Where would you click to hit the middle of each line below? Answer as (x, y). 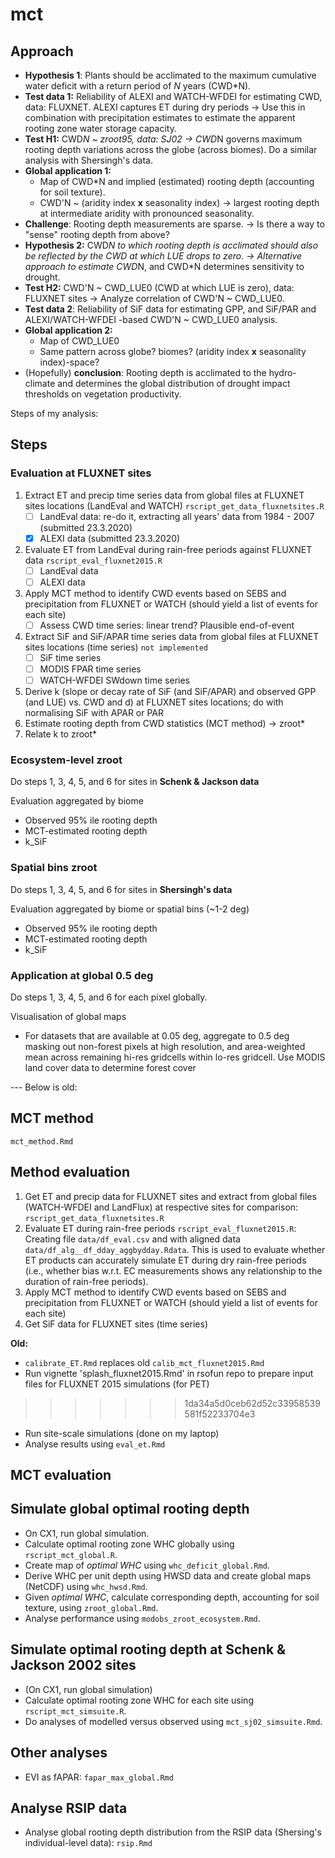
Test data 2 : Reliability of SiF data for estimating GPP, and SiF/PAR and (170, 309)
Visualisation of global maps (68, 1017)
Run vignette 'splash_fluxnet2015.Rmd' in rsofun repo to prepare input (169, 1373)
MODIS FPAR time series (90, 669)
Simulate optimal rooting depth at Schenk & (148, 1649)
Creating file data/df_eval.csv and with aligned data (132, 1239)
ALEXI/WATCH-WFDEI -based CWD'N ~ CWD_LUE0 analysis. (151, 319)
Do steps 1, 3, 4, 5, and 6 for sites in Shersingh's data (121, 889)
